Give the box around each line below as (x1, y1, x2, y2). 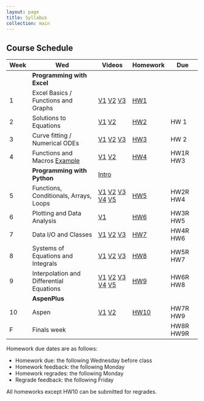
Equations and (32, 252, 73, 260)
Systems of (32, 244, 65, 253)
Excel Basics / (32, 89, 72, 98)
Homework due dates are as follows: (6, 345, 98, 352)
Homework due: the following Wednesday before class (15, 357, 152, 364)
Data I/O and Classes (32, 230, 92, 239)
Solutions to (32, 114, 66, 122)
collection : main (6, 20, 50, 26)
